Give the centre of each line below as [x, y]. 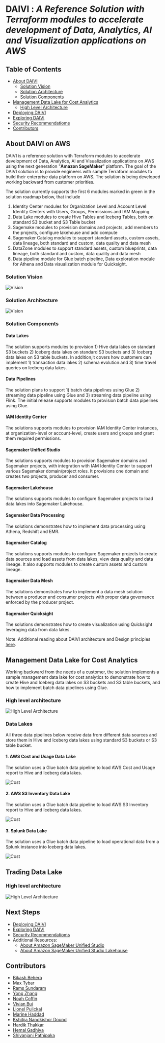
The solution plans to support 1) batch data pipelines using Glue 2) [73, 390]
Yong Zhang [25, 994]
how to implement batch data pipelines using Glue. [57, 688]
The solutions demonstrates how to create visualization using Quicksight [79, 624]
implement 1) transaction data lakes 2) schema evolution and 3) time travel [81, 362]
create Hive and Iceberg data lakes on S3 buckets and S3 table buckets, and [83, 682]
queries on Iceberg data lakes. [36, 367]
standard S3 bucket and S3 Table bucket [54, 222]
